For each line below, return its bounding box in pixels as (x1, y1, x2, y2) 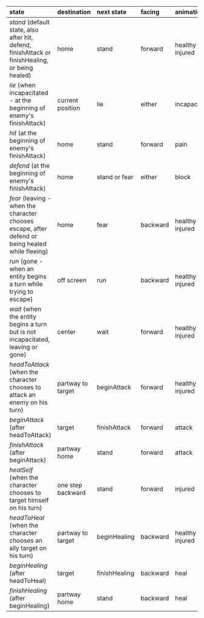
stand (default (9, 18, 50, 26)
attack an (9, 391, 36, 399)
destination (57, 8, 91, 16)
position (57, 104, 81, 112)
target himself (9, 496, 49, 504)
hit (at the (9, 129, 37, 137)
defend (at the (9, 161, 50, 169)
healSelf (9, 466, 33, 474)
